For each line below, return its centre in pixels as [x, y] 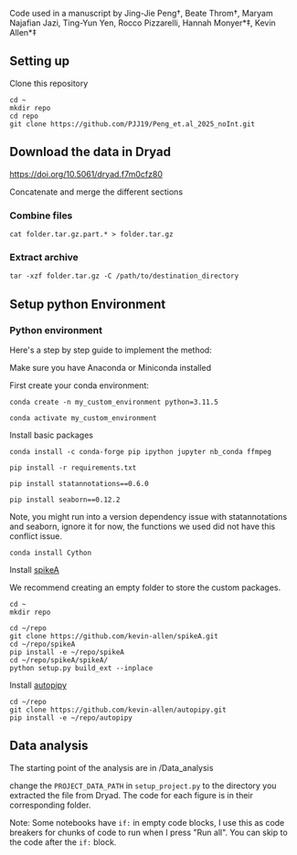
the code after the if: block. [63, 842]
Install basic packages [52, 435]
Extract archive [44, 257]
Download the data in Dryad [90, 152]
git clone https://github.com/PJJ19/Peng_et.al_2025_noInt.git [133, 124]
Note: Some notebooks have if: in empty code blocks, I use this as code [147, 822]
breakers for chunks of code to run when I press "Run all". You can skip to [148, 832]
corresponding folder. [50, 805]
